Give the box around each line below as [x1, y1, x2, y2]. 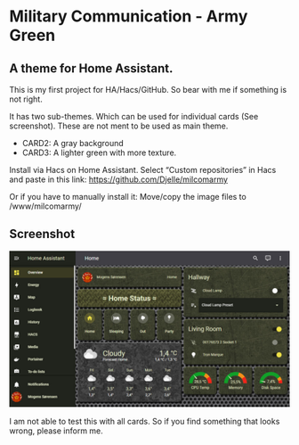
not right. [9, 94, 43, 104]
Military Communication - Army [9, 6, 248, 27]
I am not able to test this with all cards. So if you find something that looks [9, 416, 280, 427]
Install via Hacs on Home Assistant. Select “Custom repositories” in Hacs [9, 165, 277, 175]
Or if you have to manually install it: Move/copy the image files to [9, 192, 246, 202]
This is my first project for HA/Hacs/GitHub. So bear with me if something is [9, 85, 287, 95]
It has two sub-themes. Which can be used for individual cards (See [9, 111, 259, 121]
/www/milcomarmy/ [9, 201, 82, 211]
